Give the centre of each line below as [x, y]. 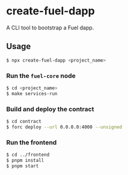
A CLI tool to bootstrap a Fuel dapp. [50, 28]
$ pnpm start [23, 166]
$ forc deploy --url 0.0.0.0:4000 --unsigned [64, 127]
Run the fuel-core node [41, 76]
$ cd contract [24, 121]
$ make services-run [32, 93]
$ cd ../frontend [28, 155]
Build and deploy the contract [50, 109]
